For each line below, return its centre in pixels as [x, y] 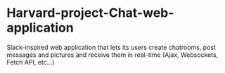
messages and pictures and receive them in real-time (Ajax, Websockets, [112, 55]
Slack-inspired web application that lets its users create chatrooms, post [111, 47]
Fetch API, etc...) [31, 62]
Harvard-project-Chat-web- [90, 13]
